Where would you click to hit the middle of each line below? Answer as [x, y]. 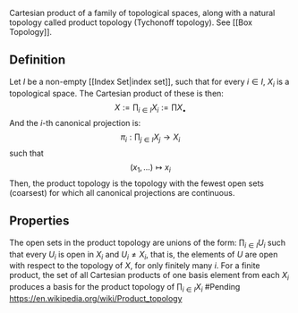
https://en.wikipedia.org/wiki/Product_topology [96, 298]
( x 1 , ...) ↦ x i [150, 168]
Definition [37, 60]
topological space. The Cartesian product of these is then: [116, 93]
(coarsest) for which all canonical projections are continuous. [122, 193]
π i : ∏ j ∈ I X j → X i [150, 138]
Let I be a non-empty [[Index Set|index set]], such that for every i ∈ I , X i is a [149, 82]
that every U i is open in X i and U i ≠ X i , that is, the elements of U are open [144, 255]
